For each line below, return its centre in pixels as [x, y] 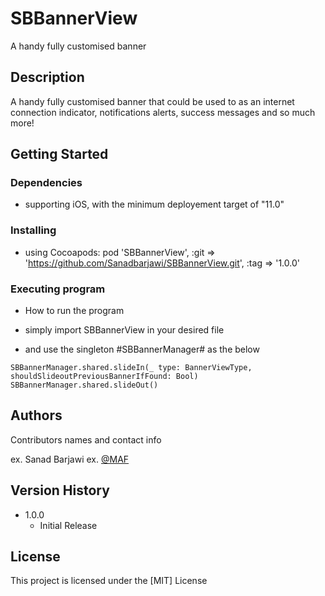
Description [47, 77]
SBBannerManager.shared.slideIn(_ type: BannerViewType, [131, 368]
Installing [33, 230]
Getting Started [59, 154]
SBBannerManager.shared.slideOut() [84, 385]
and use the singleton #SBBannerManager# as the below [142, 349]
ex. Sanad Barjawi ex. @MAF [70, 459]
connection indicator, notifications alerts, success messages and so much [163, 112]
